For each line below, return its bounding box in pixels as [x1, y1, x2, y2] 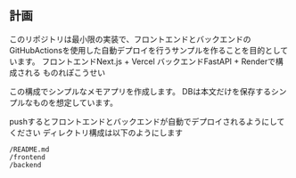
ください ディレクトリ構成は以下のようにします [9, 127, 183, 138]
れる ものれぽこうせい [24, 67, 105, 77]
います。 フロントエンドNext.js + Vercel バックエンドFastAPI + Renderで [9, 56, 276, 67]
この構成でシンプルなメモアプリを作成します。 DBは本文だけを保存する [9, 85, 272, 96]
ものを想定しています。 [32, 97, 119, 108]
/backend [9, 160, 42, 169]
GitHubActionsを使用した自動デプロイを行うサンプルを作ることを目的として [9, 44, 289, 55]
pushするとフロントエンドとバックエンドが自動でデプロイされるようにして [9, 116, 285, 126]
